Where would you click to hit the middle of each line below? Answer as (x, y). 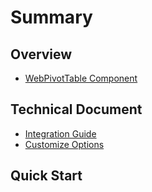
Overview (41, 54)
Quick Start (46, 176)
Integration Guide (60, 133)
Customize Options (64, 144)
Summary (51, 17)
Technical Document (76, 109)
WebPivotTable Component (81, 78)
